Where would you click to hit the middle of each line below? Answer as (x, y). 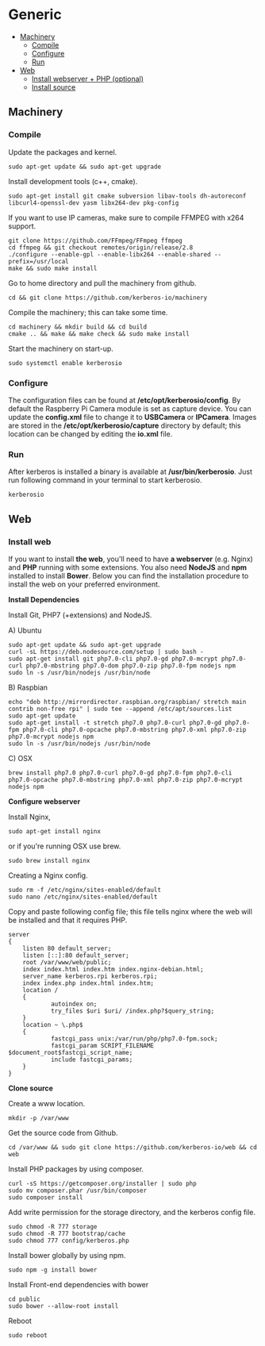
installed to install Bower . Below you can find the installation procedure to (129, 575)
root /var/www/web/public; (67, 962)
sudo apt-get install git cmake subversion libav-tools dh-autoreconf (127, 196)
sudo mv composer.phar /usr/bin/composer (78, 1190)
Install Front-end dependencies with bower (79, 1284)
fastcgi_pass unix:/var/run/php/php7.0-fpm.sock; (134, 1038)
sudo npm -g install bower (53, 1270)
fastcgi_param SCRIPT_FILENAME (102, 1045)
